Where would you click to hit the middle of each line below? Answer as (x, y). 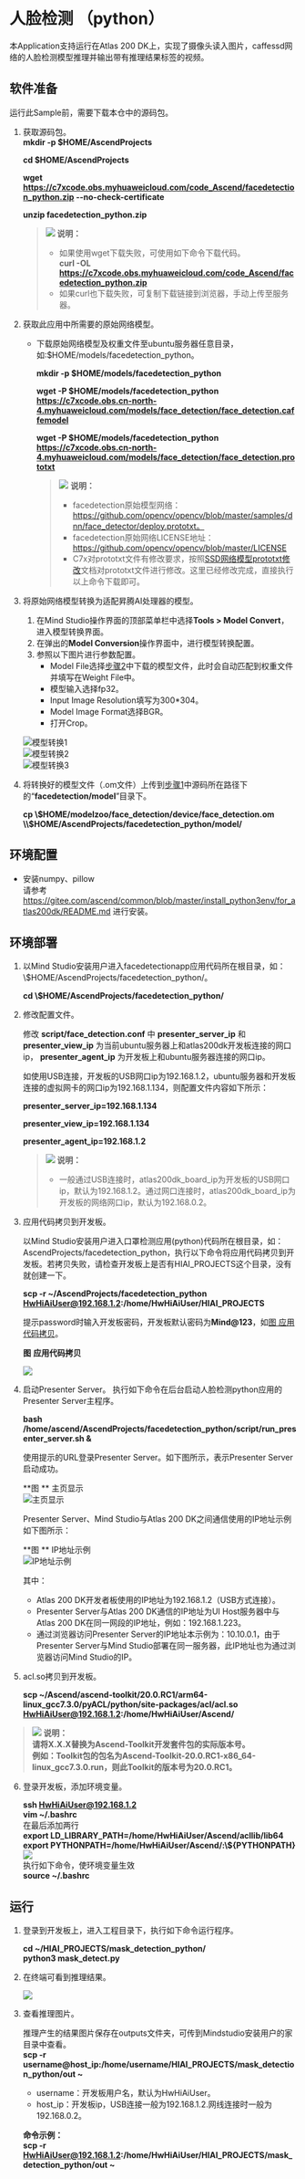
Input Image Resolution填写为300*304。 (127, 700)
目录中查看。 (46, 2045)
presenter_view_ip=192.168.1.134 (86, 1124)
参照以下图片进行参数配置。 (88, 655)
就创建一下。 (46, 1275)
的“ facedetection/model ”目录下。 (87, 796)
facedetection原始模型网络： (127, 505)
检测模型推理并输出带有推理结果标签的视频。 (125, 57)
